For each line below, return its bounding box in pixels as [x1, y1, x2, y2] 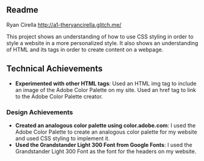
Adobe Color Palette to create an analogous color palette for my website [15, 128, 197, 135]
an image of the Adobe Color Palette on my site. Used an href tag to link [15, 86, 197, 93]
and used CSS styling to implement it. [15, 134, 110, 142]
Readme [6, 5, 38, 15]
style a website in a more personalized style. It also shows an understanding [6, 39, 199, 46]
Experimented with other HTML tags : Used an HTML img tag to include [15, 79, 197, 87]
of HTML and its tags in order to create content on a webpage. [6, 46, 164, 53]
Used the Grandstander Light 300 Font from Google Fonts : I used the [15, 141, 192, 148]
